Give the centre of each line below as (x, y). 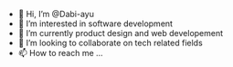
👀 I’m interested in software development (95, 24)
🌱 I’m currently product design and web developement (121, 33)
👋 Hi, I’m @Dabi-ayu (56, 14)
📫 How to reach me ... (60, 53)
